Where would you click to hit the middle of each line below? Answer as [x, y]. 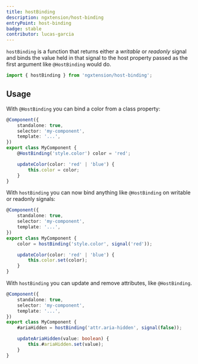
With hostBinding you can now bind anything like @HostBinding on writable [99, 193]
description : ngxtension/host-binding [55, 18]
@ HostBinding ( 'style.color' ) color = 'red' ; [74, 154]
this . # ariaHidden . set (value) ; [66, 345]
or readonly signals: [31, 199]
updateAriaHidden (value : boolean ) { [63, 339]
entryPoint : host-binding [39, 23]
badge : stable [24, 29]
